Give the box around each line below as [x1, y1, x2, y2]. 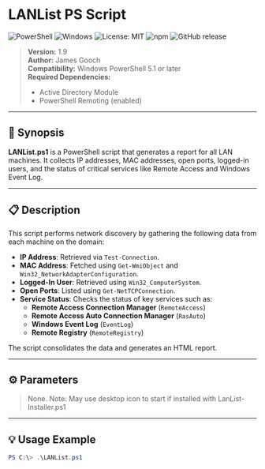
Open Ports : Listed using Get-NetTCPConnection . [19, 286, 176, 295]
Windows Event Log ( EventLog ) [31, 319, 134, 328]
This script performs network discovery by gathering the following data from [8, 228, 257, 238]
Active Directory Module [39, 87, 119, 96]
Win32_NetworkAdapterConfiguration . [19, 268, 140, 278]
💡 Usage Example [8, 433, 96, 446]
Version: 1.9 [27, 47, 68, 56]
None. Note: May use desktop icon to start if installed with [27, 394, 217, 403]
